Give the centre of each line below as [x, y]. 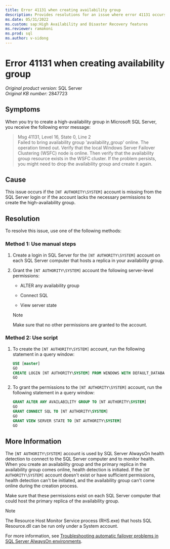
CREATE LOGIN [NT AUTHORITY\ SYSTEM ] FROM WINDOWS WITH [72, 373]
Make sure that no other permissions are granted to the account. [80, 324]
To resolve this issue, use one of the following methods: [63, 231]
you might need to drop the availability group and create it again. [85, 164]
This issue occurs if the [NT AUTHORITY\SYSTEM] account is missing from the [83, 192]
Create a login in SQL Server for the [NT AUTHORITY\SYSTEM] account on [86, 255]
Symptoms [23, 109]
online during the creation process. [42, 486]
